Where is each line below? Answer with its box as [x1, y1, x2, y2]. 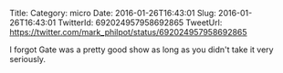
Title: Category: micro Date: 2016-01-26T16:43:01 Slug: [9, 8, 216, 18]
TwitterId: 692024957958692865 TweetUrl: [58, 17, 223, 28]
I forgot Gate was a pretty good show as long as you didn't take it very [9, 44, 274, 55]
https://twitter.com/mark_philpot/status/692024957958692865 [9, 27, 248, 37]
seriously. [9, 54, 47, 64]
